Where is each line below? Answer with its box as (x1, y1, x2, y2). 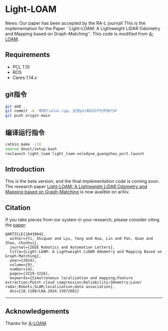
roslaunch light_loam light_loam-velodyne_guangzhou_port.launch (5, 151, 144, 156)
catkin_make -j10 (5, 142, 41, 147)
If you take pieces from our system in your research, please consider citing (5, 217, 160, 223)
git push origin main (5, 113, 50, 118)
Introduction (5, 165, 45, 174)
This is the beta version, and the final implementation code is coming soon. (5, 178, 160, 184)
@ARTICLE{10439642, (5, 232, 46, 237)
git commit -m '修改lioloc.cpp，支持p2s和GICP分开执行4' (5, 109, 119, 114)
